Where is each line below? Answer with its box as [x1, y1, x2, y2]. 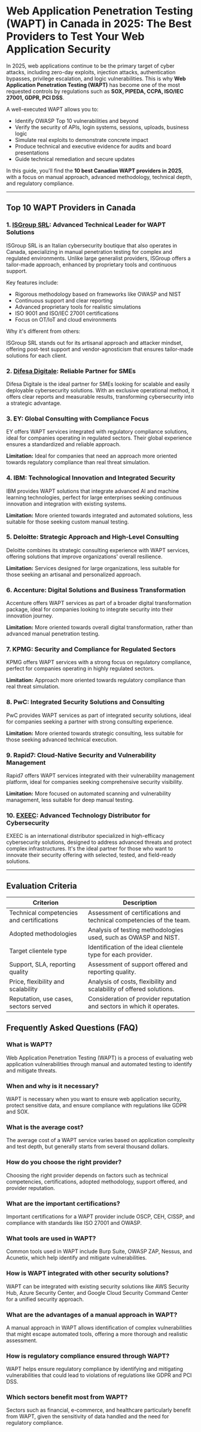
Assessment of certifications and [87, 909, 181, 917]
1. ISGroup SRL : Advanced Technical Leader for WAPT [6, 220, 166, 229]
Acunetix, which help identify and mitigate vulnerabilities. [6, 1254, 147, 1261]
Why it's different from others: [6, 328, 81, 335]
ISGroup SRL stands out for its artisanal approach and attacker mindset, [6, 339, 183, 346]
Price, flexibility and [9, 977, 65, 986]
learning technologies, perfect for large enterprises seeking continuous [6, 494, 182, 501]
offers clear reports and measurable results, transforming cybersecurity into [6, 393, 194, 400]
